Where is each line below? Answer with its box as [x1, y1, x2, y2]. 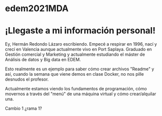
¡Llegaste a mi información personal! [5, 25, 156, 36]
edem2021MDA [5, 3, 69, 14]
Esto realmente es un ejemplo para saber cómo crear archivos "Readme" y [5, 66, 154, 72]
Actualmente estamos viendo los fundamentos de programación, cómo [5, 86, 147, 92]
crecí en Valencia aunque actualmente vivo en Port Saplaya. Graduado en [5, 47, 152, 52]
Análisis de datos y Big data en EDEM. [5, 57, 81, 63]
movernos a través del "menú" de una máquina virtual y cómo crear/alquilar [5, 91, 157, 97]
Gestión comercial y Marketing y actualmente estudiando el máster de [5, 51, 146, 57]
